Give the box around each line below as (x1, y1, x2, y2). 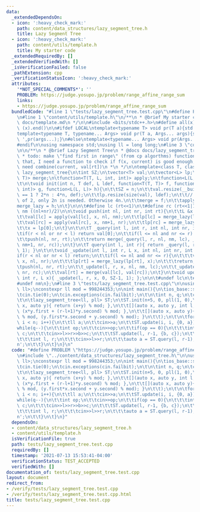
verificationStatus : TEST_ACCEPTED (11, 458, 100, 464)
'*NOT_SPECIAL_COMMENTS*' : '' (17, 87, 92, 92)
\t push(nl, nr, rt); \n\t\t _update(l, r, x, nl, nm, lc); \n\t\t (17, 264, 177, 270)
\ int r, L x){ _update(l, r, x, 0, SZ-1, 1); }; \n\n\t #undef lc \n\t (17, 275, 193, 281)
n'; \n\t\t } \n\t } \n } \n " (17, 341, 73, 348)
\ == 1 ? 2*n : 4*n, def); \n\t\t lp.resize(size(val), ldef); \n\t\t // (17, 192, 193, 198)
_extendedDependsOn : (11, 14, 62, 20)
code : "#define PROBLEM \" (11, 347, 79, 353)
